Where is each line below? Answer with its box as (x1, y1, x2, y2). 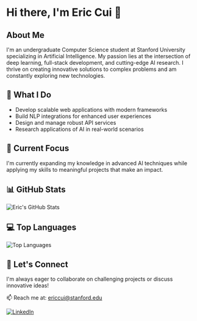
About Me (6, 30, 45, 40)
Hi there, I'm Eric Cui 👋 (6, 6, 122, 20)
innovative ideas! (6, 282, 49, 289)
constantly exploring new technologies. (6, 72, 106, 79)
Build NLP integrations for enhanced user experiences (15, 113, 151, 120)
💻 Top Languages (6, 222, 77, 232)
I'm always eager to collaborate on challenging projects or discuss (6, 275, 173, 283)
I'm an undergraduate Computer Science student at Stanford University (6, 46, 186, 53)
